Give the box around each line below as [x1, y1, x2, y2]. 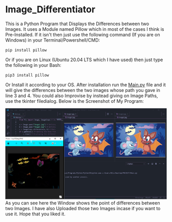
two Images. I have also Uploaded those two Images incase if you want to [5, 205, 161, 211]
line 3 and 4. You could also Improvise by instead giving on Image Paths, [5, 92, 158, 99]
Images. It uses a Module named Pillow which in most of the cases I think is [5, 26, 165, 32]
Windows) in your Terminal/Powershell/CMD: [5, 37, 100, 43]
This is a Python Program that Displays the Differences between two [5, 21, 149, 27]
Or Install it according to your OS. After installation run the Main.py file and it [5, 81, 166, 88]
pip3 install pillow [5, 72, 50, 78]
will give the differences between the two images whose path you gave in [5, 87, 160, 93]
